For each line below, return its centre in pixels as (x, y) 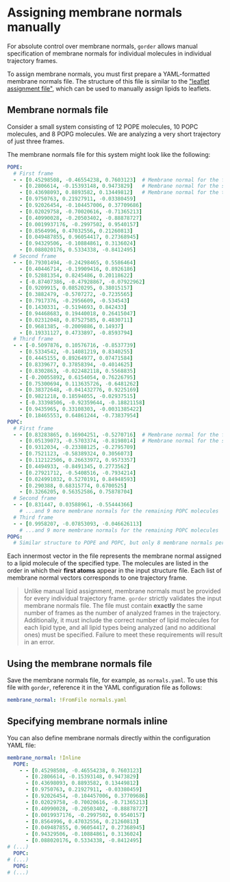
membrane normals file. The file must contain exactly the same (113, 606)
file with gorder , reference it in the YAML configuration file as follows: (105, 687)
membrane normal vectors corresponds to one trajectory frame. (97, 578)
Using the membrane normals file (80, 664)
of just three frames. (36, 141)
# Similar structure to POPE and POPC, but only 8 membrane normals (113, 543)
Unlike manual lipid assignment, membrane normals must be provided (122, 591)
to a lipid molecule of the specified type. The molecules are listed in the (108, 563)
